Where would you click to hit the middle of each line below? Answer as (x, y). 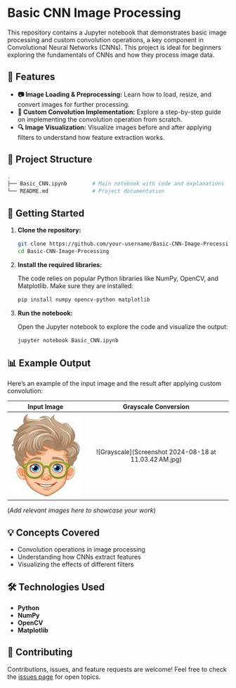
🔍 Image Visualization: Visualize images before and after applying (114, 127)
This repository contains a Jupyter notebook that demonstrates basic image (117, 32)
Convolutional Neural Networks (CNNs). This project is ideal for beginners (114, 47)
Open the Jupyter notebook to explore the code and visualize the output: (123, 326)
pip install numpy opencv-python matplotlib (84, 299)
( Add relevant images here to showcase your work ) (81, 510)
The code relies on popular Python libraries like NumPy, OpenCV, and (118, 278)
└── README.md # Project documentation (86, 191)
